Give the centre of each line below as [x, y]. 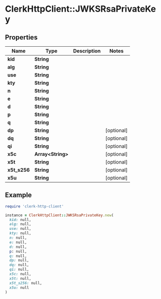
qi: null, [19, 270]
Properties [21, 37]
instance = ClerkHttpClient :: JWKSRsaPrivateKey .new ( [59, 215]
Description [87, 51]
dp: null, [19, 261]
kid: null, [20, 220]
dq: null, [19, 265]
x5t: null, [20, 279]
